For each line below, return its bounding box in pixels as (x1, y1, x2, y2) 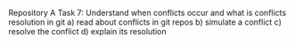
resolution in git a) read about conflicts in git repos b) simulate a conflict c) (8, 17, 283, 27)
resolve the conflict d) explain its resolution (8, 26, 167, 36)
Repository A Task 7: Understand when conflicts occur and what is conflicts (8, 8, 287, 18)
